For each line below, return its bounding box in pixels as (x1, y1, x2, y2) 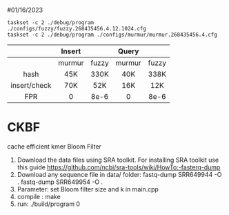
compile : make (17, 192, 61, 200)
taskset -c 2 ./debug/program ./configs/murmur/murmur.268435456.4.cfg (7, 31, 217, 38)
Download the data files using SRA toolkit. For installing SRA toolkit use (17, 156, 219, 164)
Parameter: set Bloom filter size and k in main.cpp (17, 185, 159, 193)
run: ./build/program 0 (17, 200, 81, 208)
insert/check (10, 81, 52, 90)
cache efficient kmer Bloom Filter (7, 142, 102, 151)
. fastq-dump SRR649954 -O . (17, 178, 103, 186)
